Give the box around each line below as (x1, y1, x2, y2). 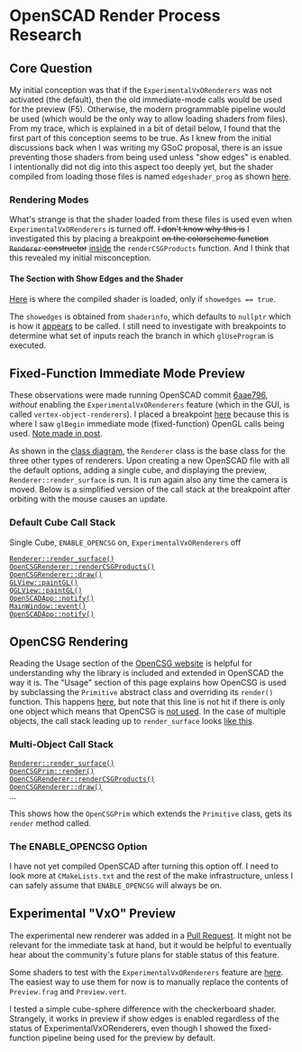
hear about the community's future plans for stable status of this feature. (9, 949, 279, 960)
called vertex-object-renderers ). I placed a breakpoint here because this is (9, 409, 290, 420)
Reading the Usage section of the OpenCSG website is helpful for (9, 658, 252, 669)
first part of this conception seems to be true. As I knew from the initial (9, 133, 272, 143)
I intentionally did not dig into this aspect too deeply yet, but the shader (9, 162, 274, 172)
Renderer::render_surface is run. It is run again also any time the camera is (9, 474, 288, 485)
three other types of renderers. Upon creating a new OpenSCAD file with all (9, 456, 290, 466)
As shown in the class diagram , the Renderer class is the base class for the (9, 446, 287, 456)
